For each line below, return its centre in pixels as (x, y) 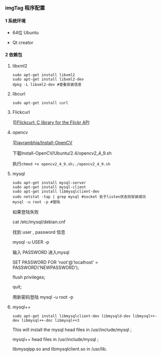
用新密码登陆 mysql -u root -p (43, 297)
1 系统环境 (15, 20)
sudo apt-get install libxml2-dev (48, 80)
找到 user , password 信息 (39, 232)
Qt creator (23, 43)
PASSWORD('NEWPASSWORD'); (46, 268)
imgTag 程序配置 (25, 7)
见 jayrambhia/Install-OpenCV (42, 143)
